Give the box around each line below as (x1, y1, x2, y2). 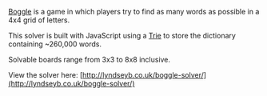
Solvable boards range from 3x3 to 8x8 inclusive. (8, 55, 170, 64)
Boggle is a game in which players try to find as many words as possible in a (8, 7, 260, 16)
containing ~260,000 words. (8, 39, 102, 49)
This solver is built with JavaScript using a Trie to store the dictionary (8, 31, 236, 40)
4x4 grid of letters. (8, 15, 70, 25)
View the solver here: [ (8, 70, 83, 79)
